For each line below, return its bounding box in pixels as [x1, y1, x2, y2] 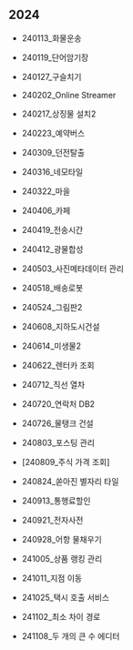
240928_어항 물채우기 [21, 533, 102, 544]
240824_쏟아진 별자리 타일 [21, 475, 119, 486]
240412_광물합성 [21, 243, 84, 254]
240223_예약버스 [21, 127, 86, 138]
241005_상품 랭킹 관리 [21, 553, 103, 564]
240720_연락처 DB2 [21, 398, 96, 409]
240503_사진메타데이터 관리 [21, 263, 125, 274]
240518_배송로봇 [21, 282, 84, 293]
